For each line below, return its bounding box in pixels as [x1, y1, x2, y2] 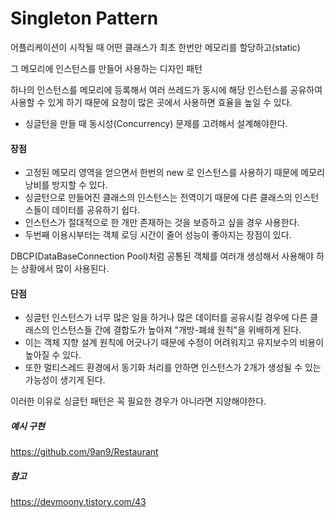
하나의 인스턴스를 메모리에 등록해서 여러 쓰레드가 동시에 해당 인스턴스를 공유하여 [10, 83, 323, 96]
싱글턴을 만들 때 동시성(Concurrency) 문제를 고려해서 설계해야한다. [24, 117, 288, 129]
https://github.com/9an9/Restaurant [10, 446, 159, 458]
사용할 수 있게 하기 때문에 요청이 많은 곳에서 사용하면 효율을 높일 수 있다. [10, 96, 293, 108]
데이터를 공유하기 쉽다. [51, 204, 141, 216]
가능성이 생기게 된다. [24, 374, 106, 386]
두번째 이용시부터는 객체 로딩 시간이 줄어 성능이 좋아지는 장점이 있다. [24, 229, 292, 241]
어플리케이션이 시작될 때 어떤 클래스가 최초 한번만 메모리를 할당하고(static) [10, 41, 301, 53]
